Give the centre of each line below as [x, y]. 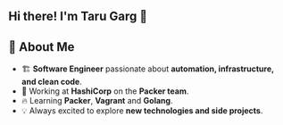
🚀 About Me [42, 47]
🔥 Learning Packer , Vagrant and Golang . [97, 101]
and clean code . [51, 82]
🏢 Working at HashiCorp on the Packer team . [105, 91]
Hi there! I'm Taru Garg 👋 [78, 17]
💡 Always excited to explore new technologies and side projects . [142, 111]
